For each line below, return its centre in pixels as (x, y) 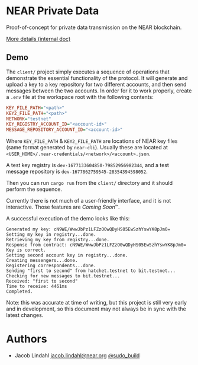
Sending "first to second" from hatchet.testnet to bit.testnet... (91, 271)
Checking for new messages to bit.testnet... (63, 276)
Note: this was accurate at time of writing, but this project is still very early (97, 303)
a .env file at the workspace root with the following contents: (80, 97)
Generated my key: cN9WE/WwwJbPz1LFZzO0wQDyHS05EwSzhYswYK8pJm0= (88, 229)
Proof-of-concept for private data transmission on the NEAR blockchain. (94, 27)
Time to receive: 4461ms (37, 286)
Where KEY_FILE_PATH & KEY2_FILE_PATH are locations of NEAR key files (92, 141)
